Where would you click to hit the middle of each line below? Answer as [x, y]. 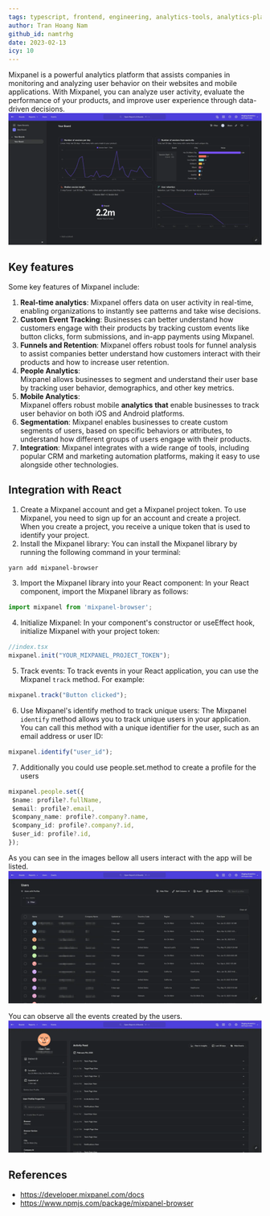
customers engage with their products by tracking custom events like [135, 328]
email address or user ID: [61, 736]
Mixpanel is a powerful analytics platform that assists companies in [119, 75]
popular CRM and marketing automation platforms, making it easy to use [140, 456]
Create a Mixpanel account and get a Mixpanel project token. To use [133, 509]
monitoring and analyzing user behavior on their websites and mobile [123, 84]
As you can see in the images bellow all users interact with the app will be [131, 857]
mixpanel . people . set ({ [46, 791]
